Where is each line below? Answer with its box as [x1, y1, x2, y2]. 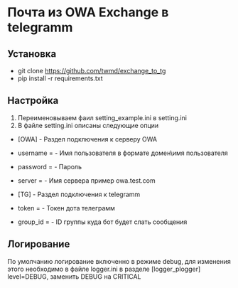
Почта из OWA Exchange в [7, 4, 169, 21]
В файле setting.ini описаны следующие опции [17, 121, 159, 129]
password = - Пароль [17, 162, 82, 171]
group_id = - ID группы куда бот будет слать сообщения [17, 218, 188, 226]
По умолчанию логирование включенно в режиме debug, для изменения [7, 257, 231, 265]
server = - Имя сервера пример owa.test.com [17, 176, 156, 185]
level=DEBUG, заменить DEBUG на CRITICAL [7, 272, 141, 281]
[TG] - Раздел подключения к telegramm [17, 190, 141, 198]
